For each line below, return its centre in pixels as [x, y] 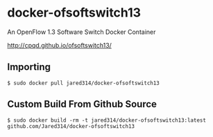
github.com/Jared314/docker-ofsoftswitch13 [71, 126]
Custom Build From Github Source [82, 104]
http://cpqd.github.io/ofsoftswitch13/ [60, 45]
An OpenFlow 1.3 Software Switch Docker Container [82, 32]
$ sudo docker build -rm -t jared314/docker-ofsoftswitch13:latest [107, 120]
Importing [29, 67]
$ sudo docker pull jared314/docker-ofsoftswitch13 [83, 83]
